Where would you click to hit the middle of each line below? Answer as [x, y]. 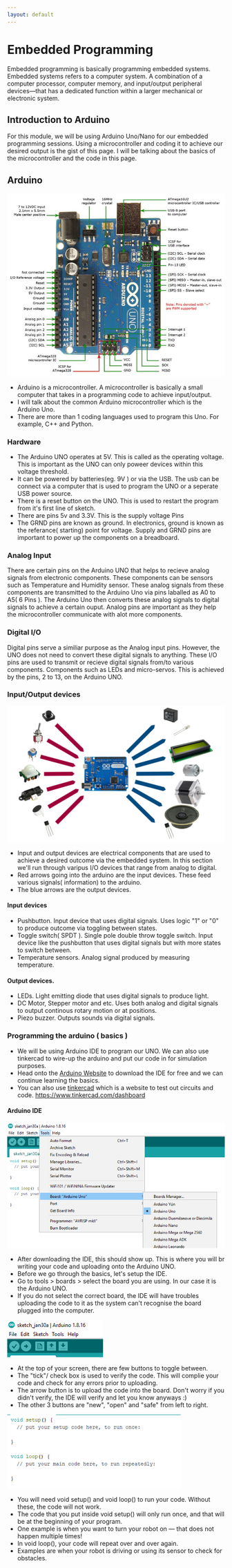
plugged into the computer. [56, 1310]
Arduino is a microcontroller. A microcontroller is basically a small [110, 387]
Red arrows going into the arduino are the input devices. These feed [114, 875]
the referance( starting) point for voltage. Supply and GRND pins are [114, 530]
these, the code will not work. [59, 1507]
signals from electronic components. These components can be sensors [110, 578]
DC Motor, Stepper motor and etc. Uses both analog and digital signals [118, 1003]
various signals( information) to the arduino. [79, 882]
